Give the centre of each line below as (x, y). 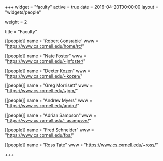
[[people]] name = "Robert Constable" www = (52, 41)
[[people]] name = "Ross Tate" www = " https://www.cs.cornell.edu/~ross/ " (81, 145)
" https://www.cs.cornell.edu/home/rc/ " (45, 46)
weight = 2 (16, 22)
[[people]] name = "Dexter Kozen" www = (48, 71)
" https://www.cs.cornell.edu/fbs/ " (40, 135)
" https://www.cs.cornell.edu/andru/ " (42, 105)
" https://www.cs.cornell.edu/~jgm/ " (41, 91)
